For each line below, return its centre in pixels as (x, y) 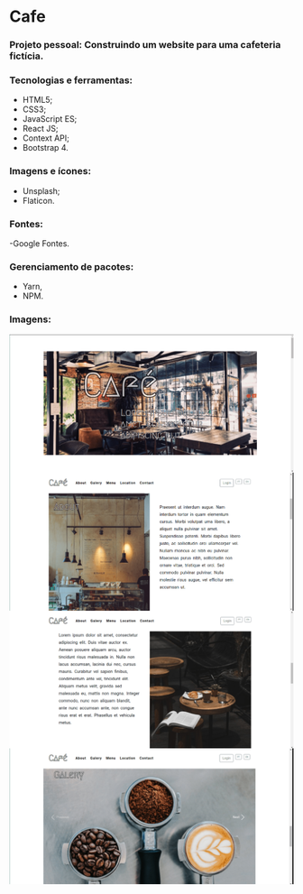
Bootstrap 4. (46, 148)
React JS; (40, 129)
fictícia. (27, 56)
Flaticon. (38, 200)
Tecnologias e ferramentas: (71, 80)
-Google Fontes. (40, 244)
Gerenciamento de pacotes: (72, 266)
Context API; (46, 138)
